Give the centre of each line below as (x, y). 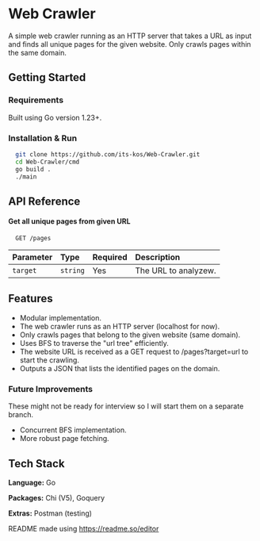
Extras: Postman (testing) (50, 513)
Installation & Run (43, 138)
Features (31, 299)
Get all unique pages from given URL (69, 221)
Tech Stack (36, 464)
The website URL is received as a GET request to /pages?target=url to (134, 351)
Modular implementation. (60, 317)
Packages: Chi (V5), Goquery (57, 497)
